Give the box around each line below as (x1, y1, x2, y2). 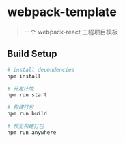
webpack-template (7, 4, 117, 20)
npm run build (7, 111, 48, 118)
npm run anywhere (7, 129, 57, 136)
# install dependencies (7, 66, 75, 73)
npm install (7, 73, 41, 80)
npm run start (7, 91, 48, 98)
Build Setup (7, 48, 57, 60)
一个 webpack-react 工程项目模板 (23, 27, 118, 36)
